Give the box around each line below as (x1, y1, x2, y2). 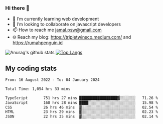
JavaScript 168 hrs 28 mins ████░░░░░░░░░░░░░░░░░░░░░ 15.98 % (5, 100, 158, 105)
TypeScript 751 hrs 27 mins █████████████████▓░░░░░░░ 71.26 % (5, 95, 158, 100)
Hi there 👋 (5, 5, 30, 12)
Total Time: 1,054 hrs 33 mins (5, 86, 71, 91)
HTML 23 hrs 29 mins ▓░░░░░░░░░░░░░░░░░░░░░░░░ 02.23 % (5, 109, 158, 114)
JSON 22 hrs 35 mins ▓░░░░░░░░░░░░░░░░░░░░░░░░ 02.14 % (5, 114, 158, 119)
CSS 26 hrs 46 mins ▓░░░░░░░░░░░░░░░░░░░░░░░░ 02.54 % (5, 105, 158, 110)
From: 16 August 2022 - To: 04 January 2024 (5, 77, 100, 82)
